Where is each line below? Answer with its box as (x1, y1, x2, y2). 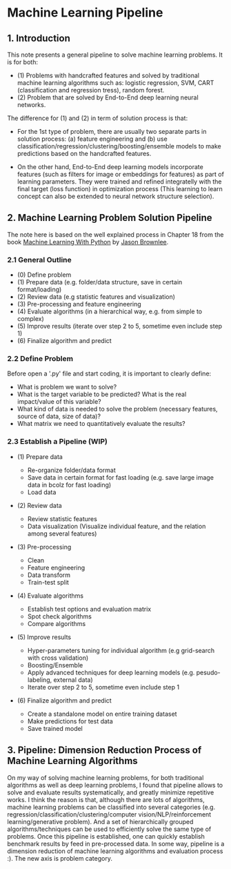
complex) (17, 315, 45, 323)
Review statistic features (27, 514, 98, 523)
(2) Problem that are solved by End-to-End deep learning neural (17, 93, 199, 101)
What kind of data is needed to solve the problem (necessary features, (17, 405, 219, 413)
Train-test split (27, 578, 69, 586)
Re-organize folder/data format (27, 466, 116, 474)
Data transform (27, 571, 71, 579)
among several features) (27, 529, 97, 538)
